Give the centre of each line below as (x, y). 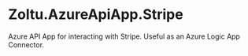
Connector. (26, 44)
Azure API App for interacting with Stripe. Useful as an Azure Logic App (124, 36)
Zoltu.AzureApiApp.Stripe (96, 15)
